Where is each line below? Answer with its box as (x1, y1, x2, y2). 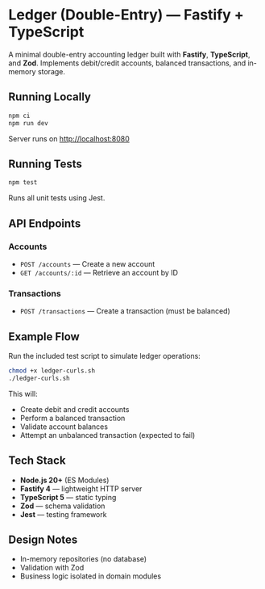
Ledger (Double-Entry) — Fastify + (8, 6, 244, 24)
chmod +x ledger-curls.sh (8, 366, 95, 375)
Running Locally (8, 90, 91, 104)
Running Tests (8, 157, 82, 170)
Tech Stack (8, 454, 66, 468)
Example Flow (8, 330, 81, 343)
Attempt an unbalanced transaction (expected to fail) (19, 430, 196, 440)
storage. (37, 66, 66, 76)
